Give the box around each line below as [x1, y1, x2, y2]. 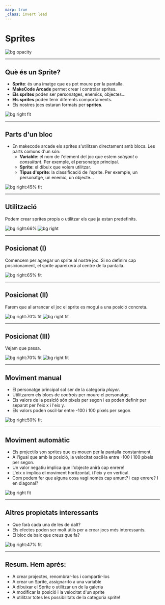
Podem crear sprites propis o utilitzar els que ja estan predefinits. [5, 216, 137, 221]
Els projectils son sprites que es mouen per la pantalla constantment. [12, 449, 152, 455]
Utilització [5, 203, 37, 211]
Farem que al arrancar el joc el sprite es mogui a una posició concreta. [5, 304, 148, 310]
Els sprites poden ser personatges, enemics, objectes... [12, 91, 126, 97]
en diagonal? [12, 480, 38, 486]
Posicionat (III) [5, 332, 51, 340]
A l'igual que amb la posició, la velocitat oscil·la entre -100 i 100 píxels [12, 454, 154, 460]
